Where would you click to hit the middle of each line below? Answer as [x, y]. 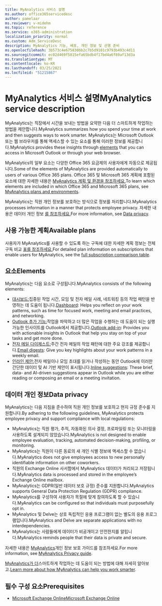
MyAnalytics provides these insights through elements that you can [77, 147]
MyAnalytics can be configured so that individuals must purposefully [86, 503]
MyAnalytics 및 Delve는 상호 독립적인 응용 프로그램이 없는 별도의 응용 [78, 514]
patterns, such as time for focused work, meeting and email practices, [82, 311]
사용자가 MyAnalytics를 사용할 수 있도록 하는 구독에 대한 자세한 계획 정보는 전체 [80, 243]
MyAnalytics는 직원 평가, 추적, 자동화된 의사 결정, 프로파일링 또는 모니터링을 [84, 429]
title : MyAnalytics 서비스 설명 [35, 9]
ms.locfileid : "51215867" [31, 73]
